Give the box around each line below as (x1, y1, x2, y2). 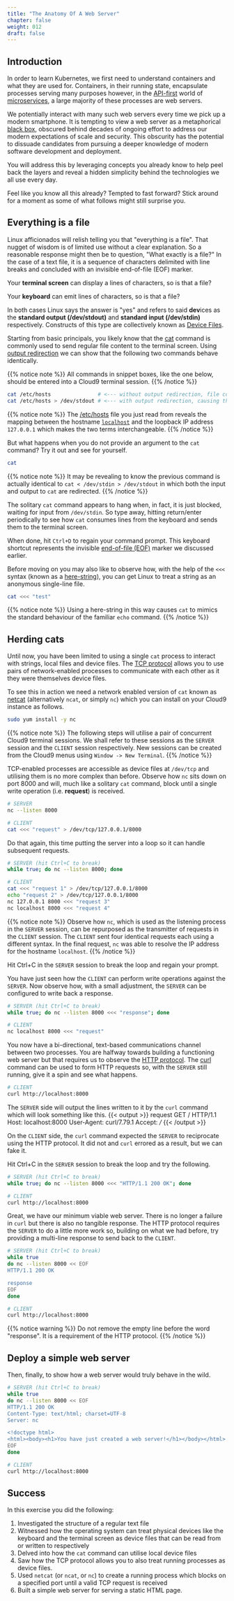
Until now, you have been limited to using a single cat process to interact (7, 652, 216, 661)
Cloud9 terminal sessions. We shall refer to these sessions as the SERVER (7, 736, 214, 745)
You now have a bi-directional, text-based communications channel (7, 1041, 201, 1049)
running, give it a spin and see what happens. (7, 1070, 138, 1079)
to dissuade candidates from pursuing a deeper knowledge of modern (7, 140, 209, 148)
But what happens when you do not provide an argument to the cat (7, 438, 200, 447)
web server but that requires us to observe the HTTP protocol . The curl (7, 1056, 212, 1064)
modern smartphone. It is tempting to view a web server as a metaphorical (7, 117, 221, 126)
